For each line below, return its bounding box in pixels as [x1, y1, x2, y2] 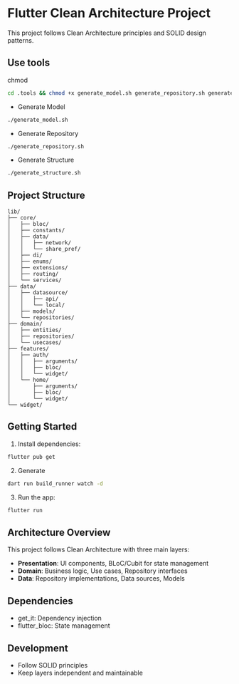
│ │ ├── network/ [7, 239, 72, 247]
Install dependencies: [17, 440, 81, 448]
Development [7, 642, 69, 654]
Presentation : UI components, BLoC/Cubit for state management [17, 559, 209, 568]
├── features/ [7, 346, 50, 353]
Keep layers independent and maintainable [17, 668, 144, 677]
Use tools [7, 57, 51, 69]
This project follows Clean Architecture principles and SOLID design [7, 28, 206, 37]
